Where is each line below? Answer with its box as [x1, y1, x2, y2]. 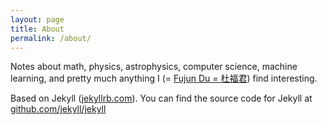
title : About [10, 24, 65, 34]
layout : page [10, 14, 65, 25]
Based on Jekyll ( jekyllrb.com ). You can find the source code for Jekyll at [10, 92, 313, 105]
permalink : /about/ [10, 33, 92, 43]
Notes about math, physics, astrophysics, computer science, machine [10, 61, 298, 73]
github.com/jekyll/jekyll [10, 103, 107, 115]
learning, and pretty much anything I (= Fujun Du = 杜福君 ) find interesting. [10, 72, 318, 85]
